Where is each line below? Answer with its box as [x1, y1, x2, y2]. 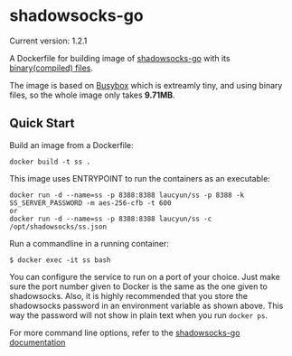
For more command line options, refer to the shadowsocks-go [9, 327, 240, 338]
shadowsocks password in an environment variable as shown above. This [9, 300, 284, 311]
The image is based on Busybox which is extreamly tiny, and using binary [9, 80, 283, 90]
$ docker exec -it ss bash [9, 255, 111, 265]
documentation [9, 336, 66, 348]
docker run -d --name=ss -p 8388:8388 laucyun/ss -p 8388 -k [9, 191, 245, 200]
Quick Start [9, 116, 75, 131]
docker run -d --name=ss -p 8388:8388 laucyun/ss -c [9, 214, 212, 223]
